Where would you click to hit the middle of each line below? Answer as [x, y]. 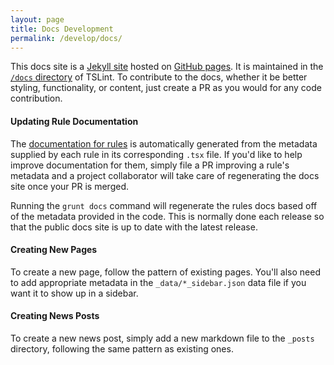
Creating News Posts [55, 316]
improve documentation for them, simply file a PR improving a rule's [150, 165]
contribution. [36, 98]
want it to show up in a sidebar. [74, 293]
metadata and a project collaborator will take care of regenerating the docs [165, 175]
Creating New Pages [54, 250]
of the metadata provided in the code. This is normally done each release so [167, 216]
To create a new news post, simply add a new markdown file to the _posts [162, 338]
